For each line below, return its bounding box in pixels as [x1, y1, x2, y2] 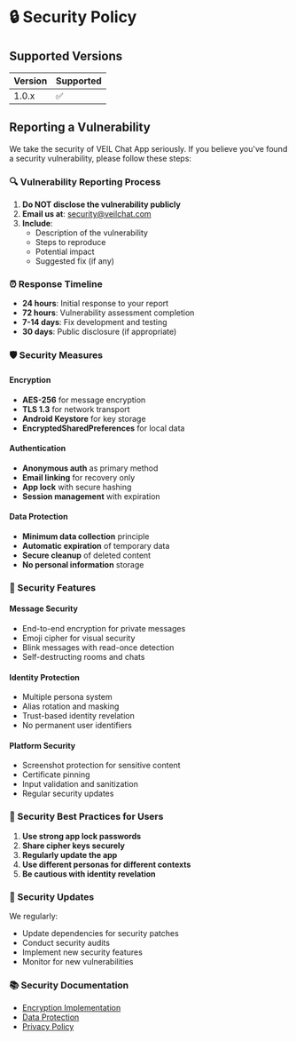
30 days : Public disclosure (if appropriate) [21, 326, 177, 338]
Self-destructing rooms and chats [21, 652, 145, 663]
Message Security [9, 603, 78, 614]
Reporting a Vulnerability [9, 120, 151, 135]
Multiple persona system [21, 692, 113, 703]
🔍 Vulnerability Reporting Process [9, 175, 161, 187]
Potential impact [35, 246, 95, 258]
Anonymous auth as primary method [21, 463, 159, 473]
